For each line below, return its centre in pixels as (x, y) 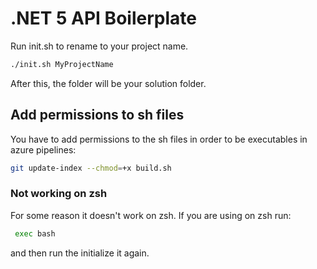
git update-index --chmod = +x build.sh (91, 168)
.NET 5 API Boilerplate (103, 18)
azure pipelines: (43, 149)
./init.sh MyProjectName (62, 64)
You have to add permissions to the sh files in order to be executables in (159, 139)
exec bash (35, 233)
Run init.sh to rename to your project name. (99, 46)
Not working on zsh (59, 194)
